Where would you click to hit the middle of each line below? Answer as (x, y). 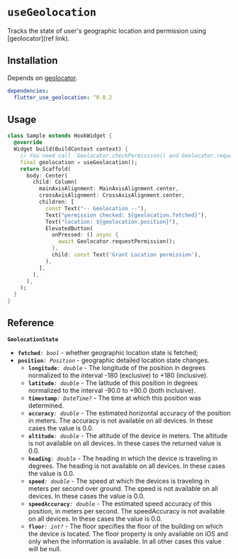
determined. (46, 405)
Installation (33, 61)
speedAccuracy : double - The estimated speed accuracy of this (120, 504)
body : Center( (47, 175)
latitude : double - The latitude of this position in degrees (113, 383)
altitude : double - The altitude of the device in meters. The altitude (128, 435)
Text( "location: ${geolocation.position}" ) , (112, 222)
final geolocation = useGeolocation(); (79, 162)
